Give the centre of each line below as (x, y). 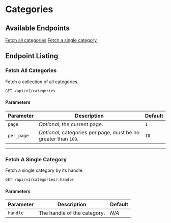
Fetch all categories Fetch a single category (51, 40)
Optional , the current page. (71, 124)
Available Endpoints (38, 28)
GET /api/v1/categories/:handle (39, 180)
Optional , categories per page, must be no (89, 132)
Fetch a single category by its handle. (45, 170)
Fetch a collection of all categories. (42, 82)
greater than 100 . (59, 139)
